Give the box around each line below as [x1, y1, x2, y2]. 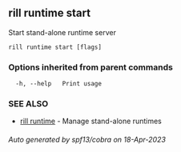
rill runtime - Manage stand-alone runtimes [19, 116, 162, 126]
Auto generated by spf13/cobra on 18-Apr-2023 [8, 135, 167, 144]
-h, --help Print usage [15, 80, 103, 88]
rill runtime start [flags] [8, 43, 103, 51]
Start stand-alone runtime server [8, 27, 116, 37]
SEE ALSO [8, 98, 49, 110]
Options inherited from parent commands [8, 62, 174, 73]
